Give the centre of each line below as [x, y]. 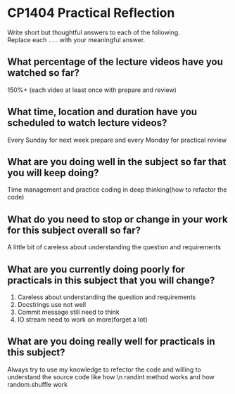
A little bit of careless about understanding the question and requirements [114, 247]
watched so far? [43, 73]
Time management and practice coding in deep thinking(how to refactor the [117, 190]
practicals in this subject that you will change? [111, 280]
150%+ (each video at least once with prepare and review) [92, 90]
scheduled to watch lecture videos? [87, 123]
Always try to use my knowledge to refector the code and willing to [104, 369]
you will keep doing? [53, 172]
